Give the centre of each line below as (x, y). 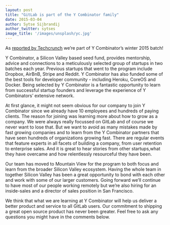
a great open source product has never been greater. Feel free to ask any (82, 212)
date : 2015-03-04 (24, 19)
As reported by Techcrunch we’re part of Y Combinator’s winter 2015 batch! (84, 48)
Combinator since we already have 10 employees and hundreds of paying (82, 111)
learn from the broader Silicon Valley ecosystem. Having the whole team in (83, 169)
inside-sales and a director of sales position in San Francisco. (70, 191)
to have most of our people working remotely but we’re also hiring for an (81, 185)
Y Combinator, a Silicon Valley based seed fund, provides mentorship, (78, 58)
